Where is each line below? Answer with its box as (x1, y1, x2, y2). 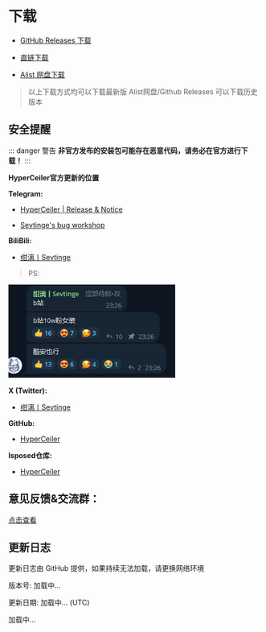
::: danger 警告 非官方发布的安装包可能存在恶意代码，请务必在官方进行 (8, 146, 241, 155)
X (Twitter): (8, 386, 48, 395)
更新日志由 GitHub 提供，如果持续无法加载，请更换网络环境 (8, 564, 205, 573)
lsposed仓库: (8, 450, 52, 460)
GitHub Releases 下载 (19, 35, 92, 45)
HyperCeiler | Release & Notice (19, 204, 123, 214)
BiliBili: (8, 235, 32, 246)
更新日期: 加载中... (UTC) (8, 597, 90, 608)
